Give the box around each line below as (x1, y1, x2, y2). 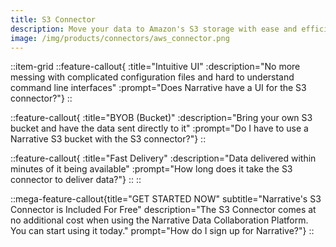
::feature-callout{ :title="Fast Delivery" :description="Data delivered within (10, 152, 317, 165)
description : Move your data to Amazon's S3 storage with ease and (10, 24, 298, 34)
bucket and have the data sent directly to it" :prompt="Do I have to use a (10, 122, 309, 135)
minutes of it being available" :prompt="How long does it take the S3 (10, 163, 293, 175)
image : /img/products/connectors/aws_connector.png (10, 33, 230, 43)
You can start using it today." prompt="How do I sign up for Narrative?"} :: (10, 225, 315, 237)
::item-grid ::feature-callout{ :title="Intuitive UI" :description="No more (10, 61, 301, 73)
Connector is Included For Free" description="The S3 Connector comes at (10, 204, 317, 216)
